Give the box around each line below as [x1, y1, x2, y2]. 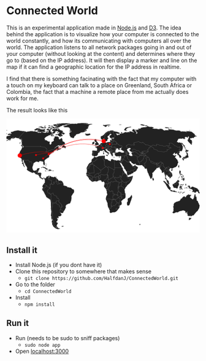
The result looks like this [6, 106, 68, 114]
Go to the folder [15, 281, 55, 289]
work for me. [6, 95, 39, 102]
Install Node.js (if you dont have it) [15, 262, 102, 269]
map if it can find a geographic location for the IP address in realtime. [6, 63, 181, 71]
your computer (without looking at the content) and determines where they [6, 50, 195, 57]
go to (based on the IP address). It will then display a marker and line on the [6, 56, 197, 64]
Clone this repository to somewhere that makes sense [15, 268, 152, 275]
